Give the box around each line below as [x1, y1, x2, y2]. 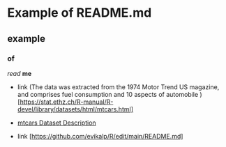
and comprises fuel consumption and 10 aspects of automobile [17, 90, 199, 98]
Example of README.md [7, 5, 152, 21]
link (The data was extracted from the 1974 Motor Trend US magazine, [17, 82, 220, 91]
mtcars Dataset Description [17, 118, 96, 127]
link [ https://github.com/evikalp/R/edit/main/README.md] [17, 132, 183, 140]
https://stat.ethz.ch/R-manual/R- [20, 98, 114, 106]
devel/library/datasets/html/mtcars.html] [17, 105, 134, 113]
